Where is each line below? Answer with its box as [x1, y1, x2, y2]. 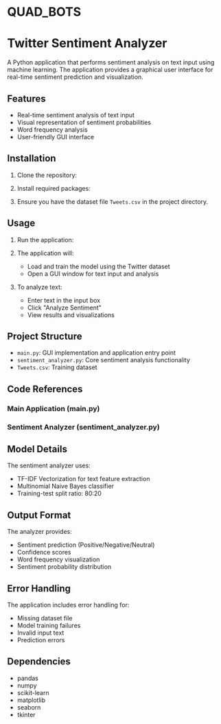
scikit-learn [16, 688, 49, 697]
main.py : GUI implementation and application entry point [16, 349, 176, 357]
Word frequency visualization [16, 555, 100, 563]
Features [7, 93, 46, 104]
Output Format [7, 509, 71, 521]
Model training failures [16, 622, 81, 630]
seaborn [16, 703, 41, 711]
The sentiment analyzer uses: [7, 461, 91, 470]
